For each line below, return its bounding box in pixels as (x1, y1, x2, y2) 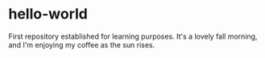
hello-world (8, 5, 89, 23)
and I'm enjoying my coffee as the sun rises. (8, 39, 155, 49)
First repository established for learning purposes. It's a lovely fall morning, (8, 31, 258, 41)
